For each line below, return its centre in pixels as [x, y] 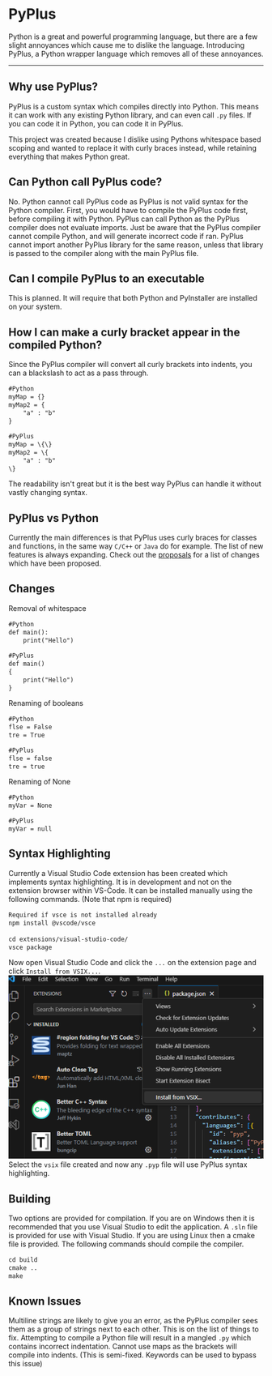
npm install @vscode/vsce [52, 923]
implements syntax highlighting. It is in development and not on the [120, 882]
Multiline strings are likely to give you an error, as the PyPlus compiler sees [133, 1321]
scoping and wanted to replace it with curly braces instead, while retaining [132, 147]
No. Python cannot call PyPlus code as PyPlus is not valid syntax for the [128, 201]
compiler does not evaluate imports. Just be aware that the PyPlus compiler [135, 227]
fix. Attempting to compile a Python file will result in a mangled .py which [130, 1338]
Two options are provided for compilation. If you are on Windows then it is [132, 1218]
